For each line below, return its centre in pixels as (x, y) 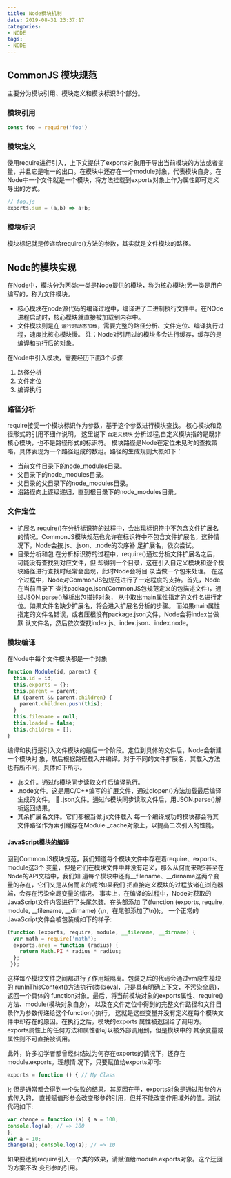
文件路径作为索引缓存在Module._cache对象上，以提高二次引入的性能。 (118, 825)
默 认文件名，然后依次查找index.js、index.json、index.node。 (104, 622)
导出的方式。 (25, 189)
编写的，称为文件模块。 (40, 294)
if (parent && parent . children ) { (63, 698)
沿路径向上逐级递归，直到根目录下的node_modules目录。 (99, 492)
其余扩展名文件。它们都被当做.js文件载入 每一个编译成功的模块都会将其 (118, 816)
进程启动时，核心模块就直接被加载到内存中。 (81, 317)
